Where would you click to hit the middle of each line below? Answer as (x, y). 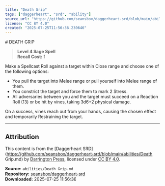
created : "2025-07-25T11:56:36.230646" (46, 28)
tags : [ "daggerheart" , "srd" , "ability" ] (48, 14)
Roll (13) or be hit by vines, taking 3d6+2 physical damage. (71, 102)
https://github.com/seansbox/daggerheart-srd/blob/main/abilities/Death (80, 154)
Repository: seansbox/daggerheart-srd (45, 174)
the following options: (27, 71)
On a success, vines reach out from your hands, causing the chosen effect (81, 112)
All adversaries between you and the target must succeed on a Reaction (85, 97)
